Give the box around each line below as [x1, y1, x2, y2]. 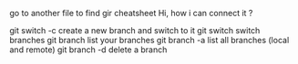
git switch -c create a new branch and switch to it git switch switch [9, 25, 261, 35]
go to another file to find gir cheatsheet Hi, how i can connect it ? [9, 8, 253, 18]
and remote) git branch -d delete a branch [9, 44, 168, 55]
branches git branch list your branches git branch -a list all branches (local [9, 35, 290, 45]
